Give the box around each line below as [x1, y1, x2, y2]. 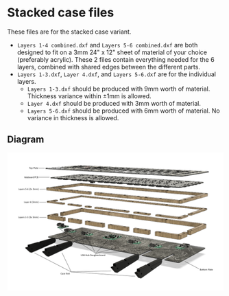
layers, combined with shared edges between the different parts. [16, 62, 201, 71]
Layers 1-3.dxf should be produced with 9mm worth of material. [27, 84, 210, 93]
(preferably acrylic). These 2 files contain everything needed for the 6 [16, 55, 215, 63]
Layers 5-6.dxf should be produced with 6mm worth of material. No [27, 106, 221, 115]
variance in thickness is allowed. [27, 113, 119, 122]
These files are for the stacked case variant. [7, 27, 132, 36]
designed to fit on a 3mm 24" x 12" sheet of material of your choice [16, 48, 208, 56]
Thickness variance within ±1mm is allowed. [27, 91, 152, 100]
